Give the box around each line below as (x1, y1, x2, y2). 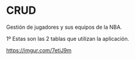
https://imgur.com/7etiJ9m (6, 46, 72, 54)
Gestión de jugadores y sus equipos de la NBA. (6, 23, 122, 31)
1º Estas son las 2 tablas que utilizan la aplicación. (6, 35, 130, 42)
